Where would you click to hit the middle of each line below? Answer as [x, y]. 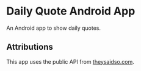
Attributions [30, 47]
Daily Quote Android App [71, 11]
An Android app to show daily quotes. [53, 28]
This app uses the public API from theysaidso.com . [70, 61]
